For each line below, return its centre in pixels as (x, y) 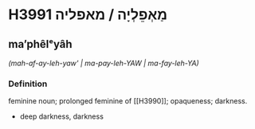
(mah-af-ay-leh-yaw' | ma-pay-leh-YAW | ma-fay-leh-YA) (104, 63)
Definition (28, 84)
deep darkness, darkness (61, 116)
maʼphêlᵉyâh (41, 44)
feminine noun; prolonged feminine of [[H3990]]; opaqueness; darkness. (128, 101)
